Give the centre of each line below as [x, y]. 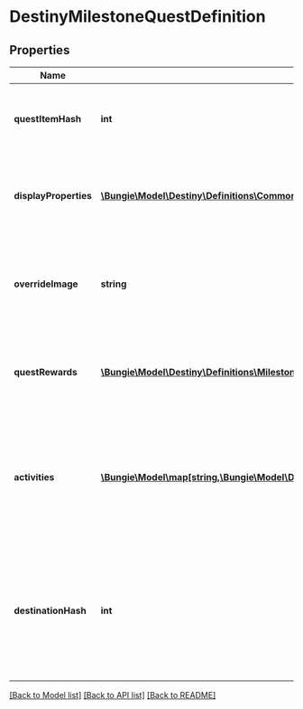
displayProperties [53, 196]
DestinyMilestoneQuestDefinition [138, 17]
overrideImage [46, 284]
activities [34, 477]
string [114, 284]
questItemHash [48, 119]
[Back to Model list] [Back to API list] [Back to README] [113, 695]
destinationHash [50, 610]
